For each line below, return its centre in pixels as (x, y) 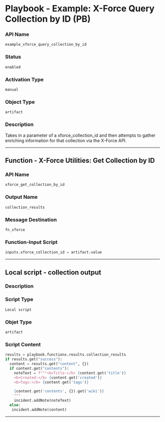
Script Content (23, 344)
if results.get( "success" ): (34, 360)
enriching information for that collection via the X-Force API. (66, 140)
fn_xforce (15, 230)
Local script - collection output (53, 272)
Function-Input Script (31, 242)
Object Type (20, 102)
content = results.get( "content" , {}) (49, 364)
